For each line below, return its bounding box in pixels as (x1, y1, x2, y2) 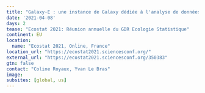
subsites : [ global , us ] (6, 77, 67, 83)
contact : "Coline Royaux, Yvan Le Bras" (6, 65, 111, 72)
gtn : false (6, 60, 34, 66)
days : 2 (6, 20, 26, 26)
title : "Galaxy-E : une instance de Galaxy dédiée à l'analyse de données (6, 9, 201, 15)
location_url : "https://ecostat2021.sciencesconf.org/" (6, 49, 151, 55)
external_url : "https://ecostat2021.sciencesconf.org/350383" (6, 54, 168, 61)
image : (6, 72, 23, 78)
